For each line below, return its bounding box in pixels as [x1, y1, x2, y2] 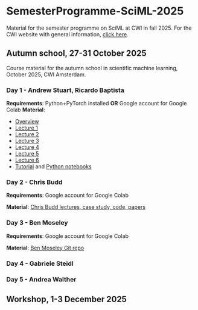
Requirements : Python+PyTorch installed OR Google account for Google [6, 100, 187, 107]
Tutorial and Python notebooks [14, 163, 92, 170]
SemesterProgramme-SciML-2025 [6, 4, 184, 18]
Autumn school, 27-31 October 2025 [6, 48, 147, 59]
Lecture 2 [14, 131, 39, 138]
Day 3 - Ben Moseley [6, 219, 68, 227]
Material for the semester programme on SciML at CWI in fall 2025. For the [6, 24, 192, 31]
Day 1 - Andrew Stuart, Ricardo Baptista [6, 86, 125, 94]
